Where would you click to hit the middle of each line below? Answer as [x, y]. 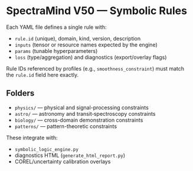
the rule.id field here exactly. [42, 75]
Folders [20, 93]
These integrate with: [32, 138]
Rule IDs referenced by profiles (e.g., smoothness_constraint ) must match [95, 68]
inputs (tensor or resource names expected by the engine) [86, 45]
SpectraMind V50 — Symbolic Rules [97, 11]
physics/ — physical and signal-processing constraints [81, 108]
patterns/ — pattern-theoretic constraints [66, 126]
